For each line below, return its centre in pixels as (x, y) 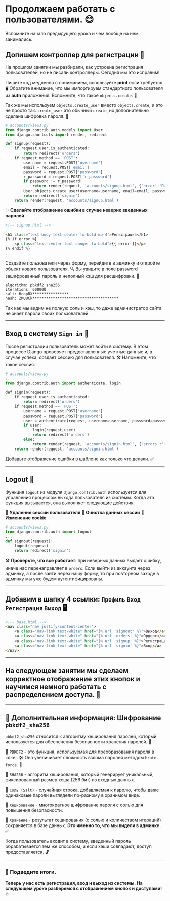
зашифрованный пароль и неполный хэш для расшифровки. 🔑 (72, 276)
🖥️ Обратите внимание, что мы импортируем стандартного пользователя (84, 88)
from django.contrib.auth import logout (49, 532)
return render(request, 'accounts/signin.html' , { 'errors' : (97, 444)
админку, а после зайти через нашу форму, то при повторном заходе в (82, 573)
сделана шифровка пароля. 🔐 (37, 116)
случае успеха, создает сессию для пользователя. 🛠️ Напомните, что (81, 357)
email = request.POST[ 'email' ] (56, 167)
